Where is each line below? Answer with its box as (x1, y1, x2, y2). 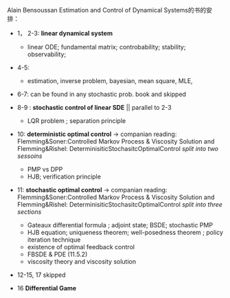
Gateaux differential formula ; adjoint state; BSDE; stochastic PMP (27, 221, 214, 229)
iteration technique (27, 236, 81, 244)
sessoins (16, 152, 43, 160)
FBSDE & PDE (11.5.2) (27, 250, 88, 258)
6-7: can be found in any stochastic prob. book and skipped (16, 90, 187, 98)
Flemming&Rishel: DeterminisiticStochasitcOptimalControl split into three (16, 200, 223, 208)
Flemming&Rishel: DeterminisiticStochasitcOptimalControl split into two (16, 145, 218, 152)
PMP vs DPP (27, 165, 63, 173)
